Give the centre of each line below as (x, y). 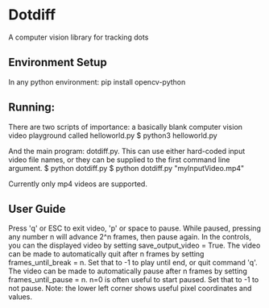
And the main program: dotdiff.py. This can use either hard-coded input (127, 151)
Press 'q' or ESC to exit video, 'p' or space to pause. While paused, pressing (135, 228)
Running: (32, 108)
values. (20, 297)
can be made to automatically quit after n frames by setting (106, 254)
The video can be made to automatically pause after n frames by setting (128, 271)
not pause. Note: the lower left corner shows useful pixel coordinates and (130, 289)
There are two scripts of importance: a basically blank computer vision (126, 127)
